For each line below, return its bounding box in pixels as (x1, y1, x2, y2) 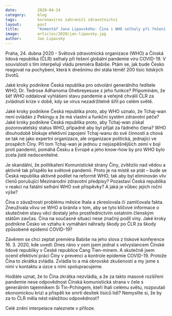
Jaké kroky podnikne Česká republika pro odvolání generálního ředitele (5, 82, 156, 88)
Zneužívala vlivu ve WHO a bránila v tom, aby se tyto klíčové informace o (5, 204, 160, 210)
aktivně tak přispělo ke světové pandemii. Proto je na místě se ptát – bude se (5, 167, 167, 173)
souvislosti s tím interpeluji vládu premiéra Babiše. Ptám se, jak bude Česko (5, 61, 165, 67)
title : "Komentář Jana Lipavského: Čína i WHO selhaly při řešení (5, 27, 166, 32)
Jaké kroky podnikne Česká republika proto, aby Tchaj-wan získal (5, 119, 144, 125)
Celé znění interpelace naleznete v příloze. (5, 305, 96, 311)
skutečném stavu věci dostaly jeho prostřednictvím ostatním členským (5, 210, 154, 216)
